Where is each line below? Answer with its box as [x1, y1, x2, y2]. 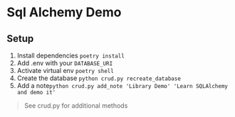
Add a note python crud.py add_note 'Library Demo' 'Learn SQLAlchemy [16, 82, 229, 89]
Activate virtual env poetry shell [16, 67, 115, 74]
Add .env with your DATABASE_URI [16, 59, 113, 67]
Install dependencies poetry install [16, 51, 125, 60]
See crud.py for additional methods [23, 101, 128, 110]
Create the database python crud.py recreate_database [16, 74, 181, 82]
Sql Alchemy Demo [6, 4, 122, 21]
